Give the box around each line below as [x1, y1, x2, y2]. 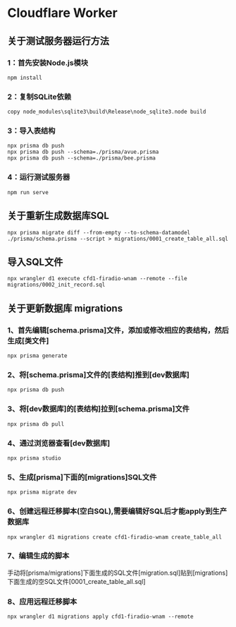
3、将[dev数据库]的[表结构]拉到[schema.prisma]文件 [7, 404, 190, 414]
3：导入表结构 [7, 126, 56, 136]
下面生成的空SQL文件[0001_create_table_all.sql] [7, 577, 146, 585]
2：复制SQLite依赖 [7, 92, 72, 102]
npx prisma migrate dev [7, 489, 77, 496]
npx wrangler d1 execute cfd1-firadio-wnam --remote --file [7, 275, 188, 282]
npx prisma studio [7, 454, 61, 462]
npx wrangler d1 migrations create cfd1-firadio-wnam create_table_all [7, 533, 222, 541]
